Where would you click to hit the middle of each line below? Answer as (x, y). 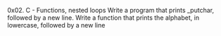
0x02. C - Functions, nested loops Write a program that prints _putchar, (111, 10)
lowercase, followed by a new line (56, 25)
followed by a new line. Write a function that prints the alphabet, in (103, 18)
